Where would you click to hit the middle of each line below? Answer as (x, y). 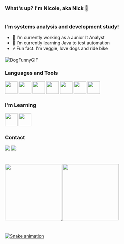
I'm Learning (21, 105)
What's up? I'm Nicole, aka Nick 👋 (47, 8)
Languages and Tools (32, 73)
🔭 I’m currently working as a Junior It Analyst (58, 38)
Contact (15, 137)
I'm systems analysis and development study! (62, 27)
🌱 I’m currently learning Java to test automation (61, 43)
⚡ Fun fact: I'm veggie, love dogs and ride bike (60, 48)
